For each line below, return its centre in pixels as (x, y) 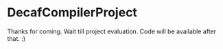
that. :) (16, 38)
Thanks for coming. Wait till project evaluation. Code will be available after (112, 31)
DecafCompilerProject (72, 13)
